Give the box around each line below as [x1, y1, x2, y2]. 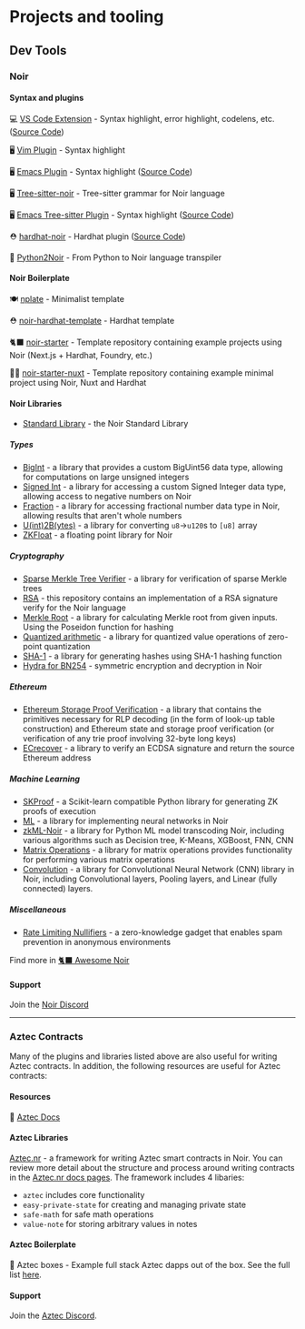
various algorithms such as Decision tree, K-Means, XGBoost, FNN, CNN [22, 834, 294, 845]
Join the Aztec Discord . [9, 1310, 97, 1321]
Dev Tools [9, 43, 67, 58]
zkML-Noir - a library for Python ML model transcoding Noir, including [22, 825, 284, 836]
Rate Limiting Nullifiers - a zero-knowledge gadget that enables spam [22, 926, 283, 938]
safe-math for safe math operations [22, 1208, 154, 1220]
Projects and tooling [9, 6, 164, 27]
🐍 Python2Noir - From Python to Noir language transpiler [9, 252, 222, 263]
